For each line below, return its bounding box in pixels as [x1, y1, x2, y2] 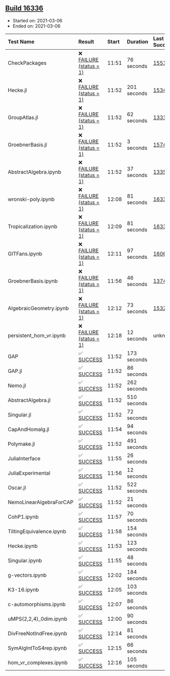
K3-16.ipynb [8, 586, 39, 593]
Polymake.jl [8, 440, 35, 447]
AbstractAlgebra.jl [8, 397, 51, 404]
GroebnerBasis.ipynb [8, 277, 58, 284]
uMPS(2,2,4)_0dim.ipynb [8, 615, 67, 622]
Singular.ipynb [8, 557, 42, 564]
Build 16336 [5, 4, 44, 13]
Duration [126, 38, 148, 45]
